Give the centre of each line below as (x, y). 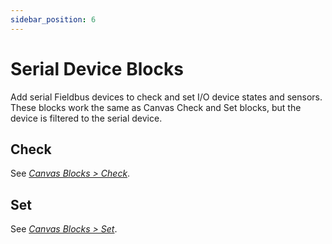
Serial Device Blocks (97, 68)
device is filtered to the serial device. (86, 118)
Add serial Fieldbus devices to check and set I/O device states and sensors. (166, 97)
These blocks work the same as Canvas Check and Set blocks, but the (156, 107)
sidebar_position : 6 (53, 19)
